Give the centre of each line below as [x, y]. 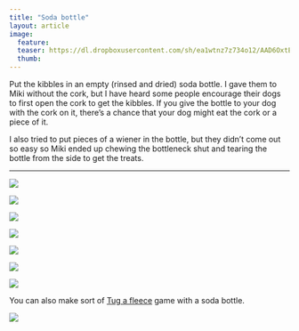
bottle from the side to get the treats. [77, 158]
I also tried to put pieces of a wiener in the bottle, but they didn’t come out [145, 139]
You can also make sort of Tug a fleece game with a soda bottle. [127, 300]
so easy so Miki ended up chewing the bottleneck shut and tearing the [138, 149]
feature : [33, 42]
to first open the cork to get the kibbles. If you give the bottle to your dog [143, 103]
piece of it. [29, 122]
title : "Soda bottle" [49, 17]
